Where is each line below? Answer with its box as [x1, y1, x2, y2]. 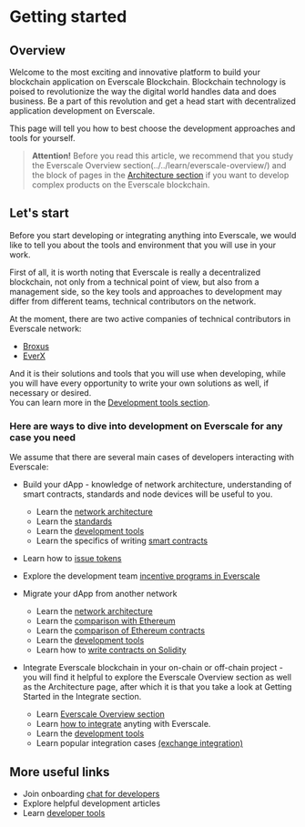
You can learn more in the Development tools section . [9, 397, 211, 408]
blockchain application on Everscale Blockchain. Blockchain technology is [9, 76, 287, 87]
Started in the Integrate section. [22, 691, 142, 702]
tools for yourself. [9, 133, 76, 143]
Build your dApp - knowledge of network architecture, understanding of [22, 479, 292, 490]
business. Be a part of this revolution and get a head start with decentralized [9, 96, 296, 106]
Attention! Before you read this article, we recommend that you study [31, 150, 294, 161]
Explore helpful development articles [22, 798, 161, 809]
